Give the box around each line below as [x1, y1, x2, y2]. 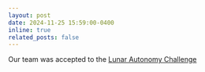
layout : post [8, 11, 51, 20]
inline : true [8, 26, 51, 34]
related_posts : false [8, 33, 80, 41]
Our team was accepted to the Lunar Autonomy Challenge [8, 55, 197, 64]
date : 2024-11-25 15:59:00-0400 [8, 19, 114, 27]
